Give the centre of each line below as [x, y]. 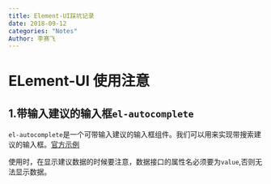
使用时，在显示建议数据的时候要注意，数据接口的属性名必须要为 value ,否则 [132, 162]
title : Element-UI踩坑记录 [51, 16]
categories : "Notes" [43, 31]
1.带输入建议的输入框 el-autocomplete [101, 113]
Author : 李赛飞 [32, 39]
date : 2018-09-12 [38, 24]
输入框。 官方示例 [51, 145]
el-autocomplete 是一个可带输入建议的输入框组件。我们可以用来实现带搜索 [131, 135]
